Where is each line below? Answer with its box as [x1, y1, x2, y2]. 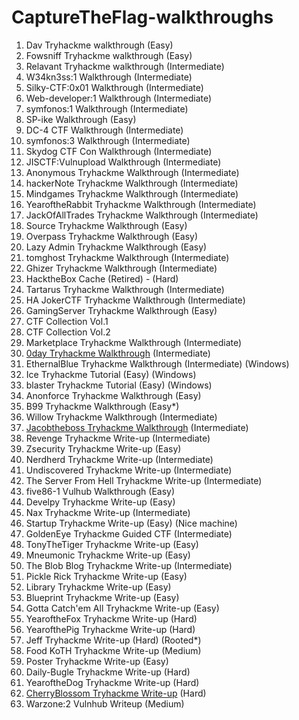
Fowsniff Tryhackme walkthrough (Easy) [25, 49, 193, 61]
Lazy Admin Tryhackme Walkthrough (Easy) [25, 241, 208, 253]
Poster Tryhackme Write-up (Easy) [25, 655, 169, 667]
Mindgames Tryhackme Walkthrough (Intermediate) [25, 187, 239, 200]
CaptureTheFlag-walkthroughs [11, 6, 274, 29]
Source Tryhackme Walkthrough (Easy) [25, 219, 188, 231]
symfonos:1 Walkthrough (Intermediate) [25, 102, 189, 115]
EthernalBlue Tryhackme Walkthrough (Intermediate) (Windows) [25, 357, 290, 370]
